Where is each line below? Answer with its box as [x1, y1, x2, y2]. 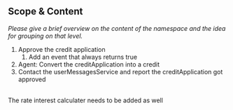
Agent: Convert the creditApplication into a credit [17, 60, 160, 69]
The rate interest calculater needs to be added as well [8, 96, 164, 104]
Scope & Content [8, 6, 83, 18]
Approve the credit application [17, 45, 106, 53]
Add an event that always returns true [28, 53, 138, 61]
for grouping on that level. [8, 32, 83, 40]
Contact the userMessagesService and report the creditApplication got [17, 67, 223, 76]
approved [17, 75, 46, 83]
